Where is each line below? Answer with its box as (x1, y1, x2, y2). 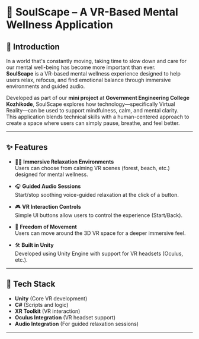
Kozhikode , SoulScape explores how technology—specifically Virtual (6, 101, 175, 108)
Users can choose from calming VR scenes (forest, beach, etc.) (14, 164, 170, 171)
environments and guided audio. (6, 83, 85, 90)
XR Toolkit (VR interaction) (14, 307, 81, 315)
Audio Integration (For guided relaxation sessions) (14, 320, 139, 327)
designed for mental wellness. (14, 171, 89, 178)
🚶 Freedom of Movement (14, 223, 77, 230)
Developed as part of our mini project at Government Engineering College (6, 95, 190, 101)
